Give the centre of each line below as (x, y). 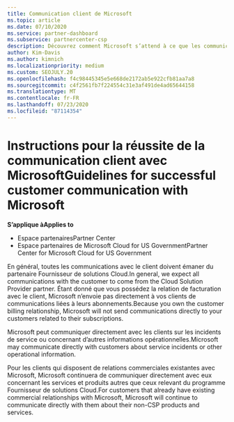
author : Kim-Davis (34, 53)
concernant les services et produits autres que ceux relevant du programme (116, 382)
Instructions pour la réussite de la (106, 146)
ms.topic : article (34, 20)
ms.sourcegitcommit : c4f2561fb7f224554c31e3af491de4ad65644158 (101, 85)
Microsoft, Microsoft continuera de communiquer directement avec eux (110, 375)
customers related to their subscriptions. (65, 318)
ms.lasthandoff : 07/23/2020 (48, 105)
